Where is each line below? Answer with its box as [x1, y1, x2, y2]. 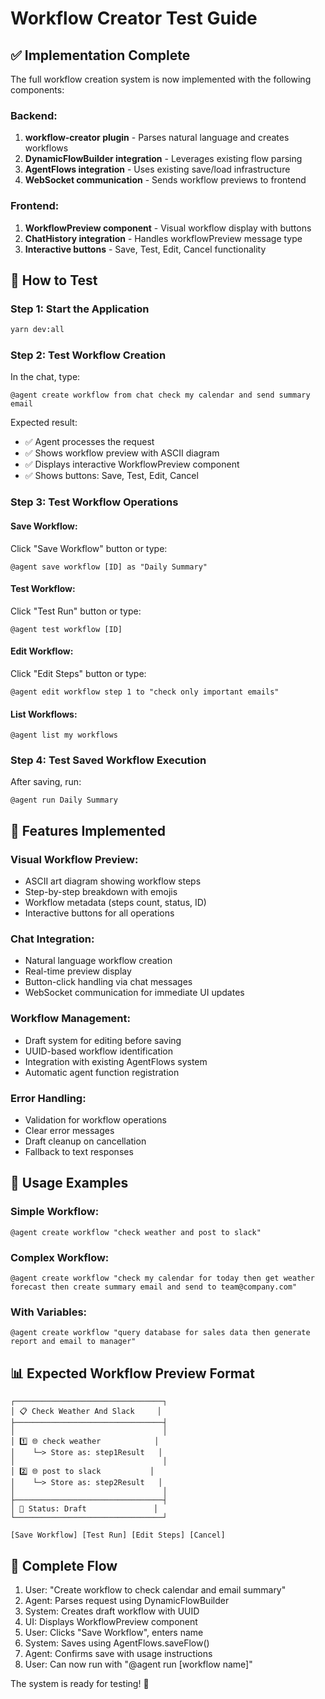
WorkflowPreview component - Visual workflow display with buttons [24, 222, 312, 234]
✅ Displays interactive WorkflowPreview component [24, 458, 240, 471]
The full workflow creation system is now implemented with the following [10, 73, 312, 85]
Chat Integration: [10, 932, 95, 946]
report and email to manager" [10, 1337, 137, 1347]
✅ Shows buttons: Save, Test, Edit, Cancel [24, 470, 199, 482]
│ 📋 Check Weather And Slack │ [10, 1407, 162, 1417]
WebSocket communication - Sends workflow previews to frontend [24, 174, 307, 186]
